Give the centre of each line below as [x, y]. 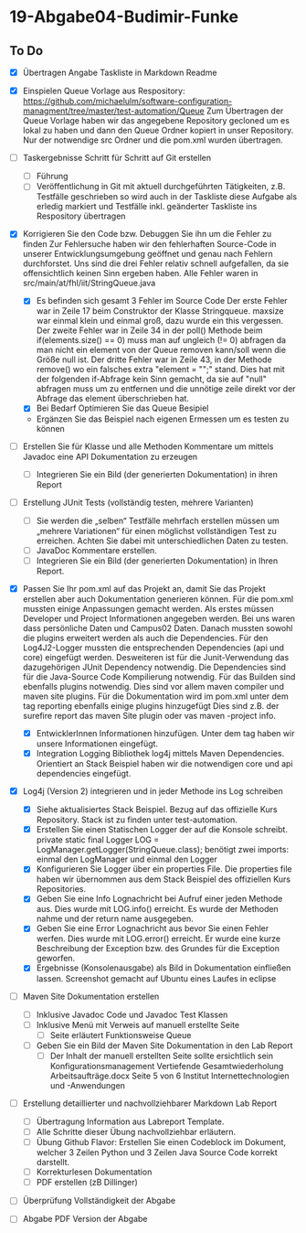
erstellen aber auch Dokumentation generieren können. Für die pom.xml [158, 599]
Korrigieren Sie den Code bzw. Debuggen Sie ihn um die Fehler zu [147, 234]
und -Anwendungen [88, 1085]
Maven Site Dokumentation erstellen [91, 996]
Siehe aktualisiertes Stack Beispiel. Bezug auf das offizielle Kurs [157, 809]
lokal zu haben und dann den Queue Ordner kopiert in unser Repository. [158, 131]
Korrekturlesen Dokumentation [94, 1172]
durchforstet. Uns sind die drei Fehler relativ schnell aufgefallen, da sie [156, 263]
